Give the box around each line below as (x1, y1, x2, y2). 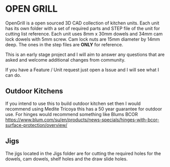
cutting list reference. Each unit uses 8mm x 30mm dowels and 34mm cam (5, 31, 163, 37)
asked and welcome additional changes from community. (5, 57, 126, 63)
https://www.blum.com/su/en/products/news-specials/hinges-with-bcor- (5, 117, 160, 123)
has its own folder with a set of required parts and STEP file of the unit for (5, 25, 160, 31)
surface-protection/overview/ (5, 122, 67, 128)
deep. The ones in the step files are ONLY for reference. (5, 41, 124, 47)
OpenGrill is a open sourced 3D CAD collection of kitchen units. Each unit (5, 20, 159, 26)
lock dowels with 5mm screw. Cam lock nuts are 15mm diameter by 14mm (5, 36, 160, 42)
